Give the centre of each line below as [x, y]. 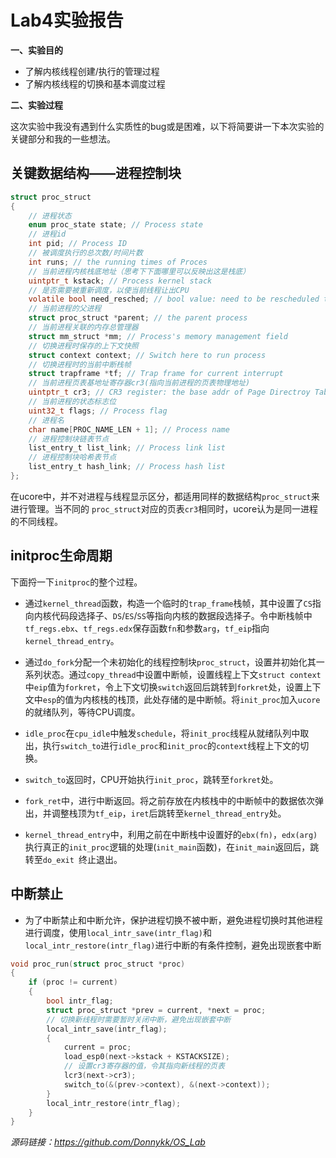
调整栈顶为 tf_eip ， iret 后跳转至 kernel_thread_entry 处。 [169, 813]
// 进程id [47, 234]
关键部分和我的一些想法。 [63, 138]
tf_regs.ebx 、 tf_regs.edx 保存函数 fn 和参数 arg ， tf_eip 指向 [147, 628]
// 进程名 [46, 420]
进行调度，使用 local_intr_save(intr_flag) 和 [118, 932]
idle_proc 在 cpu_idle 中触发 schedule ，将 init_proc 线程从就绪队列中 [162, 733]
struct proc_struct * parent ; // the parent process [138, 318]
